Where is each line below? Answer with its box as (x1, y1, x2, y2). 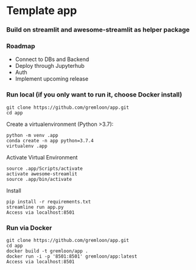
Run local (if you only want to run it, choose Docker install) (6, 90, 183, 99)
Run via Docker (6, 224, 52, 232)
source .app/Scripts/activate (6, 166, 83, 172)
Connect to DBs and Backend (15, 56, 89, 63)
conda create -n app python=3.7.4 (6, 137, 94, 144)
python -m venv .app (6, 132, 59, 138)
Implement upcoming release (15, 75, 89, 82)
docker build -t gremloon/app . (6, 248, 88, 254)
